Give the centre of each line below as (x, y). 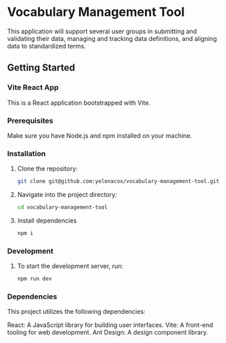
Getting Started (41, 68)
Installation (27, 153)
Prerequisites (30, 121)
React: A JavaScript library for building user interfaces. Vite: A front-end (110, 325)
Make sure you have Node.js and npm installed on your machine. (100, 135)
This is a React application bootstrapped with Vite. (79, 103)
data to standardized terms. (47, 46)
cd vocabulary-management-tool (62, 208)
